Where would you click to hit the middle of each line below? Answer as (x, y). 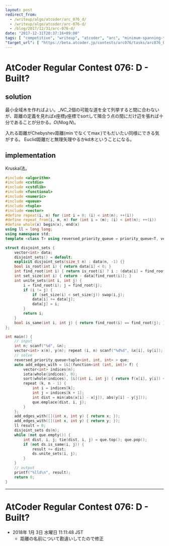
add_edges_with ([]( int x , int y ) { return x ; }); (67, 416)
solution (18, 97)
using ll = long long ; (29, 229)
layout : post (19, 10)
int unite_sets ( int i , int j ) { (48, 280)
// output (25, 468)
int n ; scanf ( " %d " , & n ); (40, 346)
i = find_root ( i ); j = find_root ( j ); (63, 285)
